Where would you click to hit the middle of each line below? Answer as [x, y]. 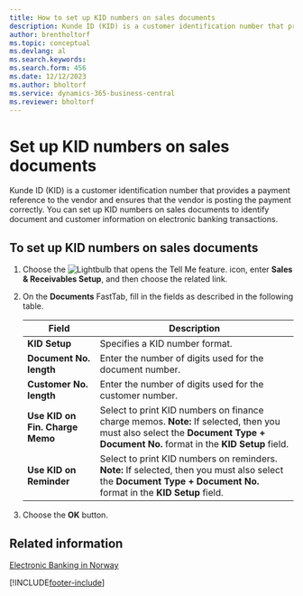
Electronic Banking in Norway [64, 564]
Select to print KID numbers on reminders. [188, 459]
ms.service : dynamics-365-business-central [92, 93]
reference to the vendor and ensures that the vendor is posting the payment [150, 200]
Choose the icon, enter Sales [157, 270]
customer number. [139, 396]
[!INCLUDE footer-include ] [57, 582]
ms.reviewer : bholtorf [52, 102]
